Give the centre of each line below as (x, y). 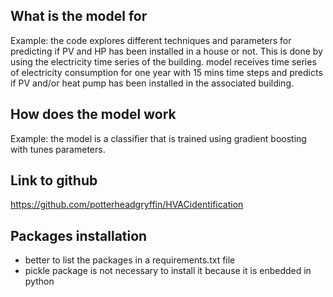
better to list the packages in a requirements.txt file (130, 260)
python (39, 281)
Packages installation (79, 235)
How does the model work (93, 114)
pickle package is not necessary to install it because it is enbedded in (168, 271)
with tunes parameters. (58, 149)
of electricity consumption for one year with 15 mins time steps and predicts (166, 72)
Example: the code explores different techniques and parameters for (151, 40)
